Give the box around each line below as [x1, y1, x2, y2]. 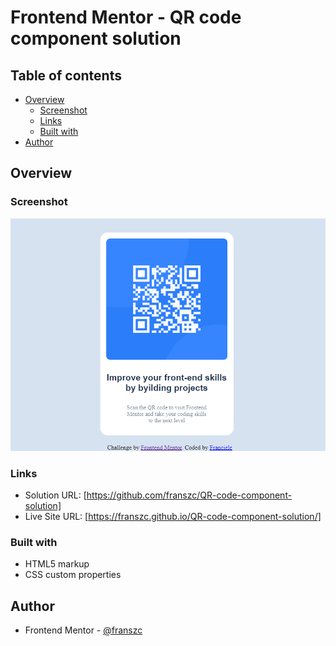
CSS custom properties [24, 569, 122, 581]
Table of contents [10, 67, 122, 84]
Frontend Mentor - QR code [10, 6, 242, 29]
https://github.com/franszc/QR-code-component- [86, 489, 293, 501]
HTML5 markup [24, 558, 90, 570]
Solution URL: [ [24, 489, 87, 501]
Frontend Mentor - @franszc [24, 624, 143, 636]
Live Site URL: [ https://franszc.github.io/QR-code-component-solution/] [24, 510, 322, 522]
